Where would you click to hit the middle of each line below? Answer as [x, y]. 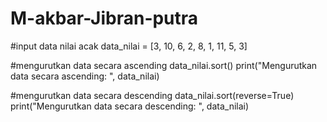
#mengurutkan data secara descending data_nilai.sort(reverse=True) [152, 95]
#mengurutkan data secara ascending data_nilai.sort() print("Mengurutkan [164, 65]
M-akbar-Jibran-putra [104, 18]
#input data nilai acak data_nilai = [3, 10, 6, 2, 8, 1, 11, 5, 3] [129, 46]
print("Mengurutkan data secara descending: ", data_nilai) [130, 106]
